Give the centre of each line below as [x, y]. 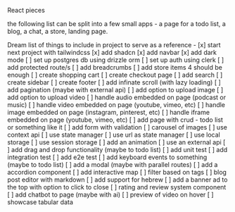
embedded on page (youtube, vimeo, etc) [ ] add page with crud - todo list [115, 120]
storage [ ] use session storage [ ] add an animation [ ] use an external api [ [116, 142]
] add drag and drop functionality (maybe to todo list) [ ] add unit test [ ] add [118, 150]
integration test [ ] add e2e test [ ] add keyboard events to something [107, 157]
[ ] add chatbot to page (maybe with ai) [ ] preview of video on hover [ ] [110, 194]
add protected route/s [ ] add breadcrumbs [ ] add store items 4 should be [115, 67]
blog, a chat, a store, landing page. [58, 31]
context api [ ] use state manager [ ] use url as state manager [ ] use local [114, 135]
